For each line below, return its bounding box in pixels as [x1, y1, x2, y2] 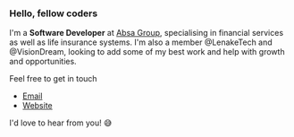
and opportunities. [9, 56, 78, 67]
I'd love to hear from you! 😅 [9, 117, 113, 128]
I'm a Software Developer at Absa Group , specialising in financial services [9, 28, 284, 39]
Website [21, 100, 54, 111]
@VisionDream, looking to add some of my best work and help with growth [9, 47, 285, 57]
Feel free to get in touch [9, 73, 97, 84]
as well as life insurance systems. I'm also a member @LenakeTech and [9, 37, 273, 47]
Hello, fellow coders [9, 7, 98, 20]
